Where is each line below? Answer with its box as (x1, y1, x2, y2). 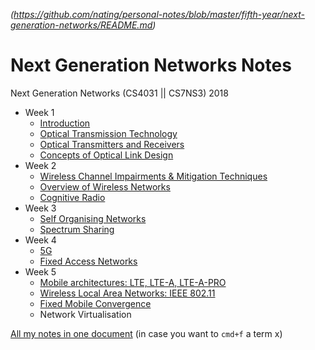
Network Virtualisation (39, 308, 132, 320)
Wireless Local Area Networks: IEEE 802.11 (39, 287, 216, 299)
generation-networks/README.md (10, 19, 153, 31)
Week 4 (24, 234, 57, 246)
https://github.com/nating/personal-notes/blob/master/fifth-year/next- (13, 9, 306, 20)
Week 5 (24, 265, 57, 278)
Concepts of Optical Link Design (39, 149, 174, 161)
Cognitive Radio (39, 191, 106, 203)
